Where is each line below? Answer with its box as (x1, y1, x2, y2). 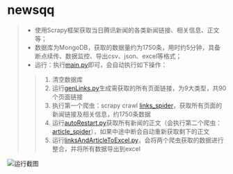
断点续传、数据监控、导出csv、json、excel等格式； (34, 51, 182, 60)
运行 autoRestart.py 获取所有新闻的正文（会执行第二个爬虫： (51, 119, 223, 127)
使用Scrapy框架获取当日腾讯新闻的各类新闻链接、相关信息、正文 (34, 26, 220, 34)
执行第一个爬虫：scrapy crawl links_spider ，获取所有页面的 (51, 101, 223, 110)
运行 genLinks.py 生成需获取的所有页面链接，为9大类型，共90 (51, 84, 227, 92)
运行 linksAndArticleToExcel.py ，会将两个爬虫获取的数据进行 (51, 136, 224, 144)
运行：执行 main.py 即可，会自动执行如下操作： (34, 60, 168, 69)
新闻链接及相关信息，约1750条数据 (51, 110, 152, 118)
